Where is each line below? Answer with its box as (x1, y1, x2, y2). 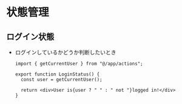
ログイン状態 (6, 31, 55, 42)
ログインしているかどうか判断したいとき (15, 49, 116, 56)
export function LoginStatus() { (15, 71, 100, 77)
